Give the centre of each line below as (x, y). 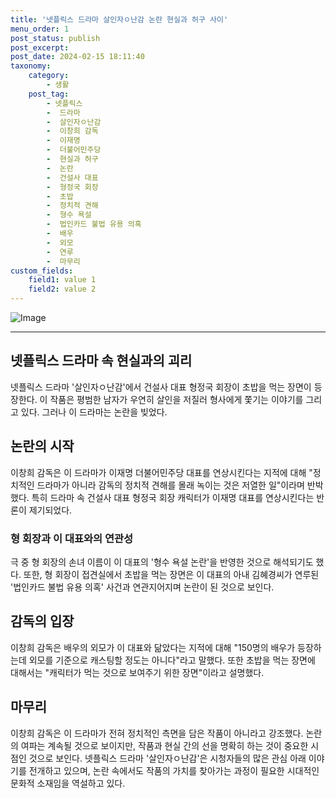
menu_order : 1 (40, 29)
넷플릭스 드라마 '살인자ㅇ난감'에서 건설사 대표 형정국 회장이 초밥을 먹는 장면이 (161, 387)
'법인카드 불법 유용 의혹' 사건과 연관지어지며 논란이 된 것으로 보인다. (142, 587)
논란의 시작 (42, 446)
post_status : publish (55, 38)
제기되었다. (50, 510)
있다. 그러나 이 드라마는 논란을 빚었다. (94, 412)
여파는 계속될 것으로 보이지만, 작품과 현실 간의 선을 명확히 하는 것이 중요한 (164, 745)
